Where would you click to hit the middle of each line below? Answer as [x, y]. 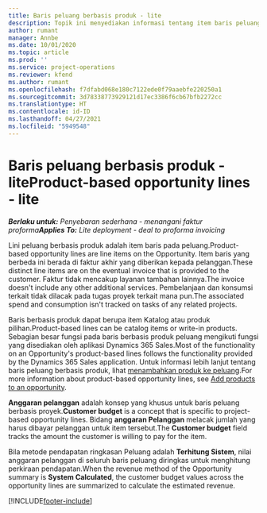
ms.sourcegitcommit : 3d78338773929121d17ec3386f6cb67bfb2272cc [115, 97]
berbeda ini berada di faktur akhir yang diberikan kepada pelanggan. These [130, 262]
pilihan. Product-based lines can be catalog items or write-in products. [123, 328]
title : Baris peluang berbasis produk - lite [85, 15]
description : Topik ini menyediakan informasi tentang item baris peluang [135, 23]
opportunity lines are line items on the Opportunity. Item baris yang [140, 253]
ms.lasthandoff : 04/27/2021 [55, 119]
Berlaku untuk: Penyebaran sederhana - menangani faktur [106, 221]
